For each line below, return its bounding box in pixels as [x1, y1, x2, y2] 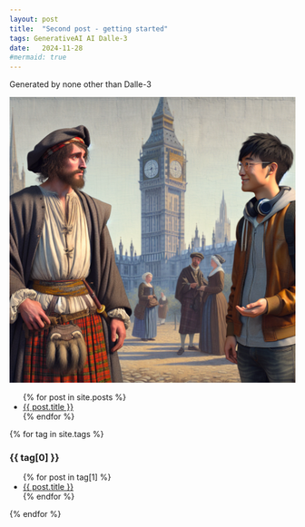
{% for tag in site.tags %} [9, 429, 104, 440]
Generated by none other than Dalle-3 [9, 79, 152, 90]
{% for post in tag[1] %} [22, 472, 112, 483]
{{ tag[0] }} [9, 452, 60, 464]
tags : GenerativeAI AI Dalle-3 [9, 34, 128, 43]
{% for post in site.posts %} [22, 392, 127, 403]
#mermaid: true [9, 53, 67, 63]
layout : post [9, 15, 59, 24]
